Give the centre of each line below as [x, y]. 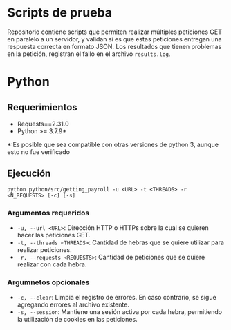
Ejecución [29, 174]
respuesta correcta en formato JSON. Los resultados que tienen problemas [114, 46]
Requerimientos [42, 107]
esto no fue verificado [39, 152]
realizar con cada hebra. [52, 264]
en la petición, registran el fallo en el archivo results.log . [89, 54]
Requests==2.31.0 [43, 124]
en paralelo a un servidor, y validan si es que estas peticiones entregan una [115, 39]
